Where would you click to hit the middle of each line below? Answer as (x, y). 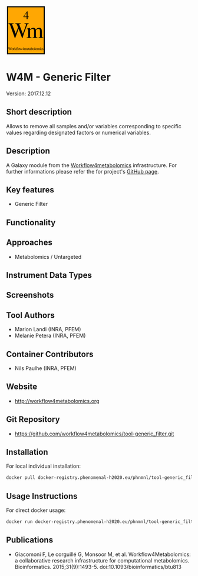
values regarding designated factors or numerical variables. (79, 132)
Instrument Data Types (49, 275)
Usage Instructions (42, 496)
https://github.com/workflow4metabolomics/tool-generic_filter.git (94, 434)
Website (22, 387)
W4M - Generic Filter (58, 77)
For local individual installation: (44, 466)
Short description (39, 112)
